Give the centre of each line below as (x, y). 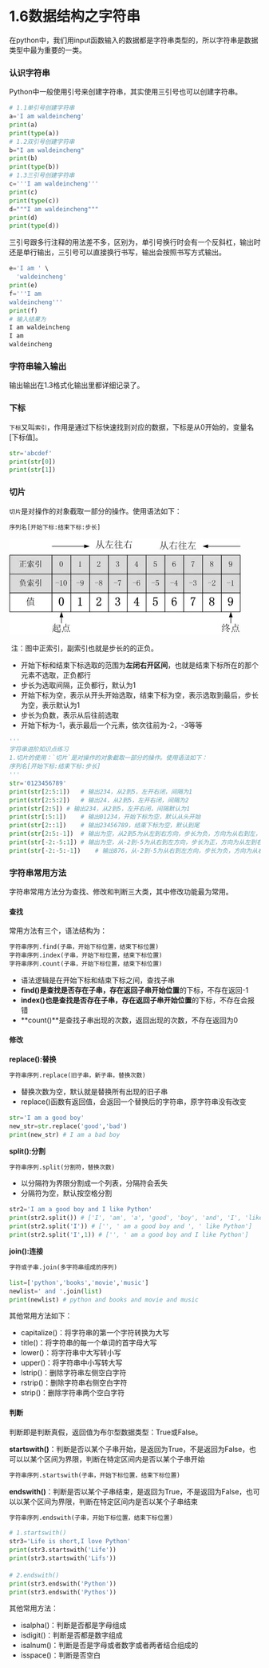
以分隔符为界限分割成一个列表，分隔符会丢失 (94, 1183)
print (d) (24, 218)
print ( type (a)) (34, 133)
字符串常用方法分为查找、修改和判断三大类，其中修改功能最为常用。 (121, 892)
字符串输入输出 (38, 366)
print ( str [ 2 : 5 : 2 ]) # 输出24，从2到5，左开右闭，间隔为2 (99, 800)
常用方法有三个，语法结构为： (58, 931)
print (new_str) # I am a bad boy (65, 1134)
